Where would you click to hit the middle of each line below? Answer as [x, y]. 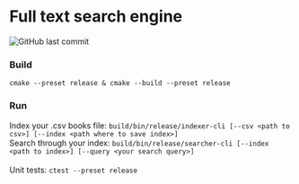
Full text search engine [96, 17]
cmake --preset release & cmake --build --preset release [120, 83]
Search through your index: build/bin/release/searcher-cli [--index [139, 143]
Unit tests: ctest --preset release [73, 170]
